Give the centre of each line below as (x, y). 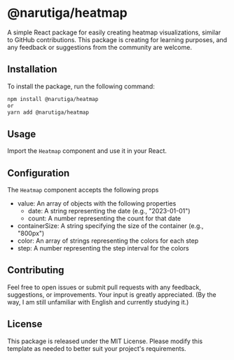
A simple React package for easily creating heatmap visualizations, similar (114, 32)
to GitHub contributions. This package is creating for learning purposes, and (117, 39)
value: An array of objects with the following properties (97, 204)
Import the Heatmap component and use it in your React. (87, 151)
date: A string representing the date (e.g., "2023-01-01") (109, 211)
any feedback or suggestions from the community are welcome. (100, 47)
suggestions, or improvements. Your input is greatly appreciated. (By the (112, 294)
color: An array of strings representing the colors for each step (108, 241)
